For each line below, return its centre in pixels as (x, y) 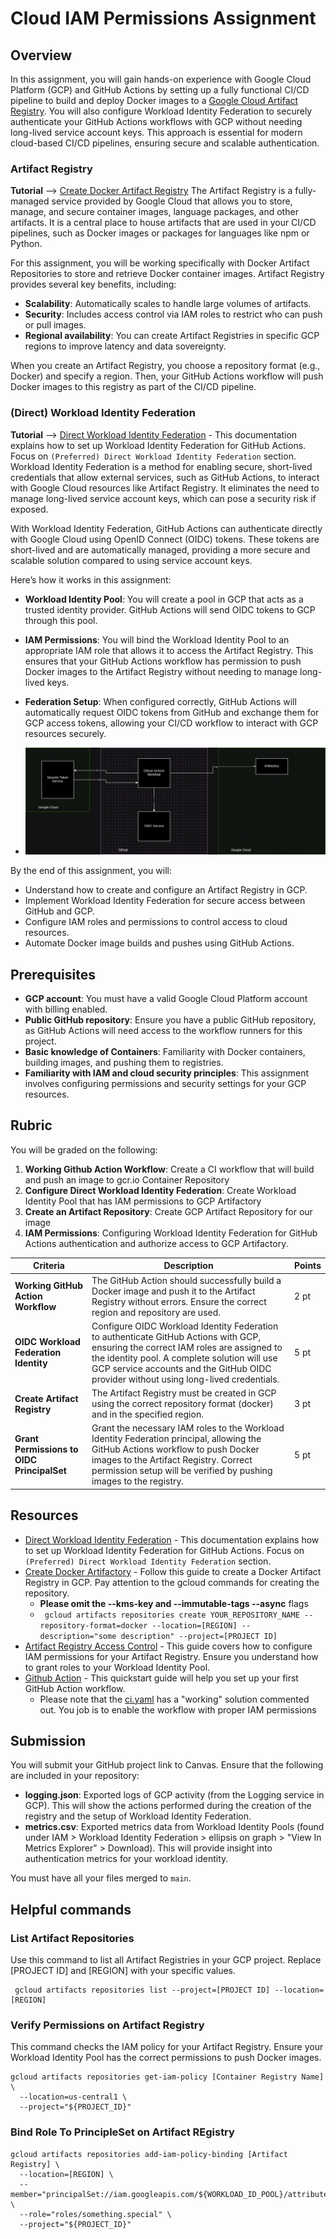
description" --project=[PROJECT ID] (199, 1636)
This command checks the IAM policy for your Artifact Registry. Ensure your (167, 2047)
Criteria (49, 1266)
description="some (78, 1636)
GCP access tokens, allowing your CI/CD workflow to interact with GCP (171, 723)
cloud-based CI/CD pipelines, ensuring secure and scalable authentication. (165, 143)
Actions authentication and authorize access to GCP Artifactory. (156, 1243)
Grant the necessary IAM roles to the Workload (188, 1428)
